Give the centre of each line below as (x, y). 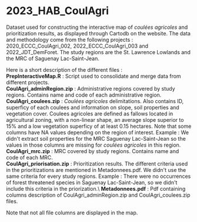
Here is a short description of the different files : (64, 69)
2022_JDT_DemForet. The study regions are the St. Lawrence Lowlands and (98, 52)
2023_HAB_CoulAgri (58, 11)
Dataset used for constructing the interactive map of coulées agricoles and (97, 27)
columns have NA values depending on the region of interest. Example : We (98, 132)
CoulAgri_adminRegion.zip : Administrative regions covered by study (91, 88)
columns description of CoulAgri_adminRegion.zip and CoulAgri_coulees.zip (98, 195)
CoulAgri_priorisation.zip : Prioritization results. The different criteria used (97, 164)
